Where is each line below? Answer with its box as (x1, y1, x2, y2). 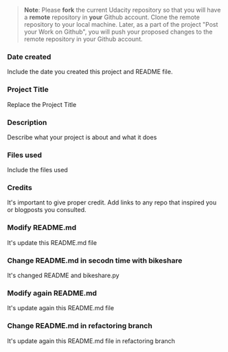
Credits (7, 183, 32, 193)
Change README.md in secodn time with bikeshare (7, 255, 183, 265)
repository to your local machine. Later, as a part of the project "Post (23, 21, 218, 28)
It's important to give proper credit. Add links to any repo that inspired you (7, 198, 217, 207)
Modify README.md (7, 223, 77, 233)
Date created (7, 51, 52, 61)
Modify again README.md (7, 288, 98, 298)
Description (7, 117, 47, 127)
